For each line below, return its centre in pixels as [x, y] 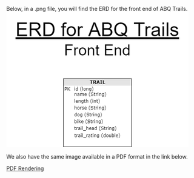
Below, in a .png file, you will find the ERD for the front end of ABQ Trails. [97, 9]
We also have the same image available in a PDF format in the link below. [97, 157]
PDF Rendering [25, 168]
